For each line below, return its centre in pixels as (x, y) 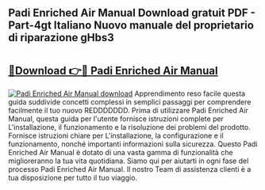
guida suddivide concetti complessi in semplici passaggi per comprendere (130, 102)
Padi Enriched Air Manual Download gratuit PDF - (132, 13)
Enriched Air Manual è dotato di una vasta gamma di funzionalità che (121, 152)
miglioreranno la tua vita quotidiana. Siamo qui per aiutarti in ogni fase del (129, 161)
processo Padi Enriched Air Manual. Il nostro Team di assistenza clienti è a (130, 169)
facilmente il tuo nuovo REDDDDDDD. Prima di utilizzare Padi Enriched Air (128, 110)
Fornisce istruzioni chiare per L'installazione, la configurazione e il (116, 135)
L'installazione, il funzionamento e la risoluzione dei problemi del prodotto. (130, 127)
